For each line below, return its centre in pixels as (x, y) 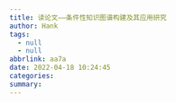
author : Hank (34, 26)
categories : (32, 76)
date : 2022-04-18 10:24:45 (60, 68)
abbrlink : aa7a (38, 59)
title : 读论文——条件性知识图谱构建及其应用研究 (88, 17)
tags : (19, 34)
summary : (26, 84)
